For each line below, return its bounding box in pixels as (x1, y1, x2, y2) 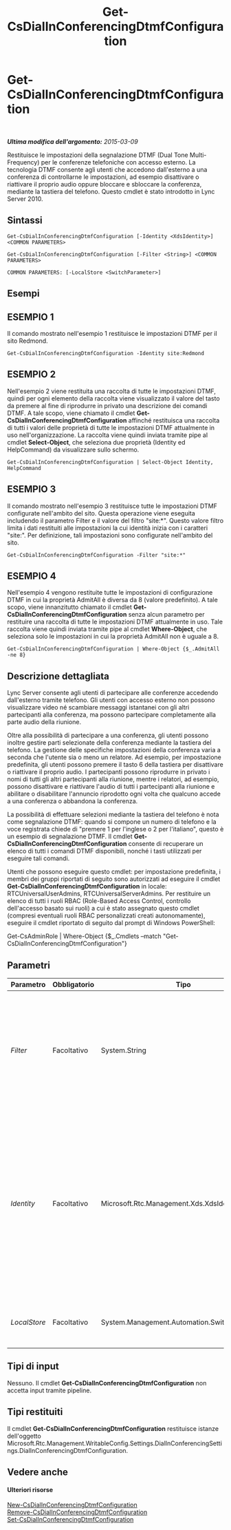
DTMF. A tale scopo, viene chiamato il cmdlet (7, 409, 135, 417)
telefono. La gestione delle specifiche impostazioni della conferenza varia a (7, 746, 221, 754)
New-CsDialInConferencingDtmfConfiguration (7, 1501, 137, 1509)
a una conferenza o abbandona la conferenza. (7, 797, 138, 805)
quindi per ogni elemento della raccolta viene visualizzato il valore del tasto (7, 394, 220, 403)
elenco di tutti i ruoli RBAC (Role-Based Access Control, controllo (7, 897, 191, 905)
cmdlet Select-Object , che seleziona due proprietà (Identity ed (7, 438, 186, 446)
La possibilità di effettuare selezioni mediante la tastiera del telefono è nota (7, 810, 219, 819)
